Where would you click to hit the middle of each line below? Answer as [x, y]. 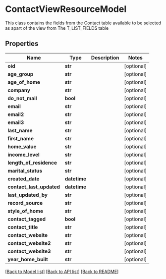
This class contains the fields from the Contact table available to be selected [83, 23]
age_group [21, 74]
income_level [24, 155]
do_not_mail [22, 98]
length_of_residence [32, 163]
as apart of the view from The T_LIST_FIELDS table [57, 28]
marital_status [25, 170]
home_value [22, 146]
